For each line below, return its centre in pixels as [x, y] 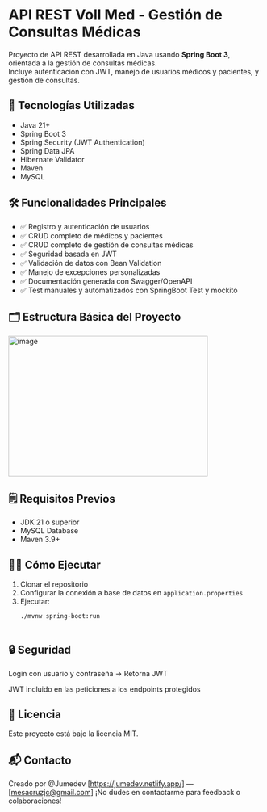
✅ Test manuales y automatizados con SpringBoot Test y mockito [129, 290]
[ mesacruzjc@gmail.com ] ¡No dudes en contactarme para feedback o [124, 793]
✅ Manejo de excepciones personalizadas [90, 271]
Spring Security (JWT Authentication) [82, 142]
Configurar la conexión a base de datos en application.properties [131, 593]
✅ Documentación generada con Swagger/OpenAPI [106, 281]
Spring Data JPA [47, 150]
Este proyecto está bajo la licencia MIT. [73, 734]
